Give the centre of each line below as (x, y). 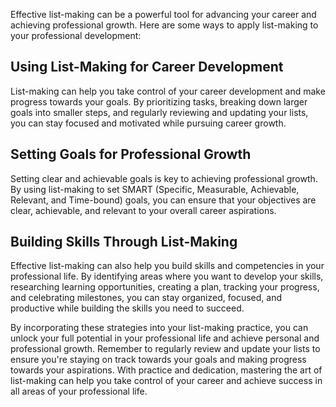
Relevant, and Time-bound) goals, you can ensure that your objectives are (163, 200)
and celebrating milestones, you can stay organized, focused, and (146, 298)
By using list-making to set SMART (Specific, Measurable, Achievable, (155, 189)
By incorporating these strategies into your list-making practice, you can (159, 328)
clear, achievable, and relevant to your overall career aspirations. (143, 210)
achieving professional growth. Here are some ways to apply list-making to (164, 25)
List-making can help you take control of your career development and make (168, 91)
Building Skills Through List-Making (124, 242)
